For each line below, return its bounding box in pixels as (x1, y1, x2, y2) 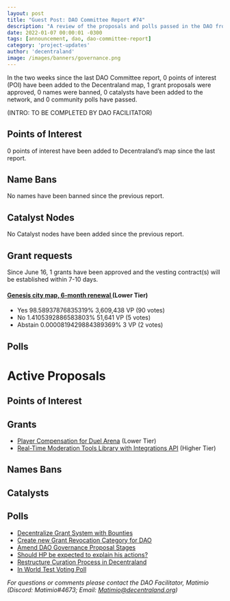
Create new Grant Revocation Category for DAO (16, 536, 152, 544)
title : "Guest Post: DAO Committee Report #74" (7, 16, 146, 23)
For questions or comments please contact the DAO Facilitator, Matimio (7, 578, 209, 587)
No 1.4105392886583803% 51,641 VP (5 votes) (16, 313, 151, 322)
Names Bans (7, 464, 62, 476)
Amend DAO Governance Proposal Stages (16, 543, 136, 552)
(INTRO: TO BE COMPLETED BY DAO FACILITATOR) (7, 108, 153, 116)
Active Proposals (7, 368, 106, 384)
